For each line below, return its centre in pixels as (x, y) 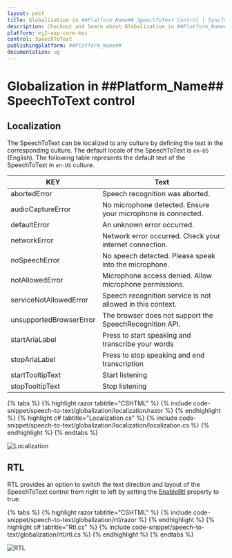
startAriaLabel (33, 339)
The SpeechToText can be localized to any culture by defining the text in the (115, 143)
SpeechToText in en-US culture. (51, 165)
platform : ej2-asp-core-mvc (48, 33)
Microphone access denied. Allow (157, 276)
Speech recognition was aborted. (156, 193)
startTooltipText (36, 375)
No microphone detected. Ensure (156, 204)
